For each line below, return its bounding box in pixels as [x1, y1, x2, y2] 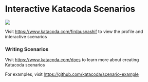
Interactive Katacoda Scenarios [5, 3, 135, 15]
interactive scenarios [5, 33, 47, 39]
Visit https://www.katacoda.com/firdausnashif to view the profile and [5, 28, 143, 34]
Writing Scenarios [5, 46, 49, 52]
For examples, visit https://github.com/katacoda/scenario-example [5, 71, 139, 77]
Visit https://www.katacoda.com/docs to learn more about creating [5, 57, 139, 63]
